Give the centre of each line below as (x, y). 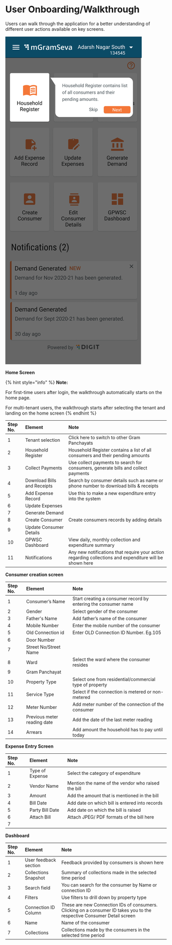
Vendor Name (44, 786)
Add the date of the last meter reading (112, 720)
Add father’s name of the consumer (110, 618)
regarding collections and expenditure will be (116, 558)
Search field (38, 888)
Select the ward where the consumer (111, 660)
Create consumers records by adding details (115, 520)
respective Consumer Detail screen (98, 915)
